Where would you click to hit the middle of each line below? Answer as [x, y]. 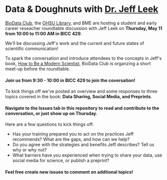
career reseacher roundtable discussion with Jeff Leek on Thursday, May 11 [84, 28]
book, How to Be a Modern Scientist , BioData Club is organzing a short [78, 63]
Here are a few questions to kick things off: [49, 124]
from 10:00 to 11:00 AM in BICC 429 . [44, 33]
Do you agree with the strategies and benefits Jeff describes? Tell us [83, 145]
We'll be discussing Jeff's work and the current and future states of [75, 43]
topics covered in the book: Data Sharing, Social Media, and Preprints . [79, 97]
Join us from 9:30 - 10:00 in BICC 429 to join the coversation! [70, 80]
